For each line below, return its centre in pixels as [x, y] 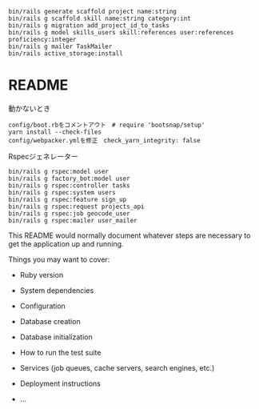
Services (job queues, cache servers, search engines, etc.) [117, 367]
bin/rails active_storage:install [66, 54]
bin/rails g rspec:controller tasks [69, 185]
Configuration [42, 306]
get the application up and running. [66, 243]
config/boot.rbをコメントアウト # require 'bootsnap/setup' [107, 125]
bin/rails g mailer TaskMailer [60, 46]
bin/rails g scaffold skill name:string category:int [100, 18]
